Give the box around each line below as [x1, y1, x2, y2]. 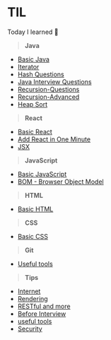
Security [17, 324, 42, 333]
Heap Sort [17, 100, 48, 108]
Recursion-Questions [17, 85, 80, 93]
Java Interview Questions [17, 77, 92, 86]
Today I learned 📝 [7, 28, 59, 36]
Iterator [17, 62, 40, 71]
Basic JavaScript [17, 170, 67, 178]
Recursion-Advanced [17, 93, 80, 101]
